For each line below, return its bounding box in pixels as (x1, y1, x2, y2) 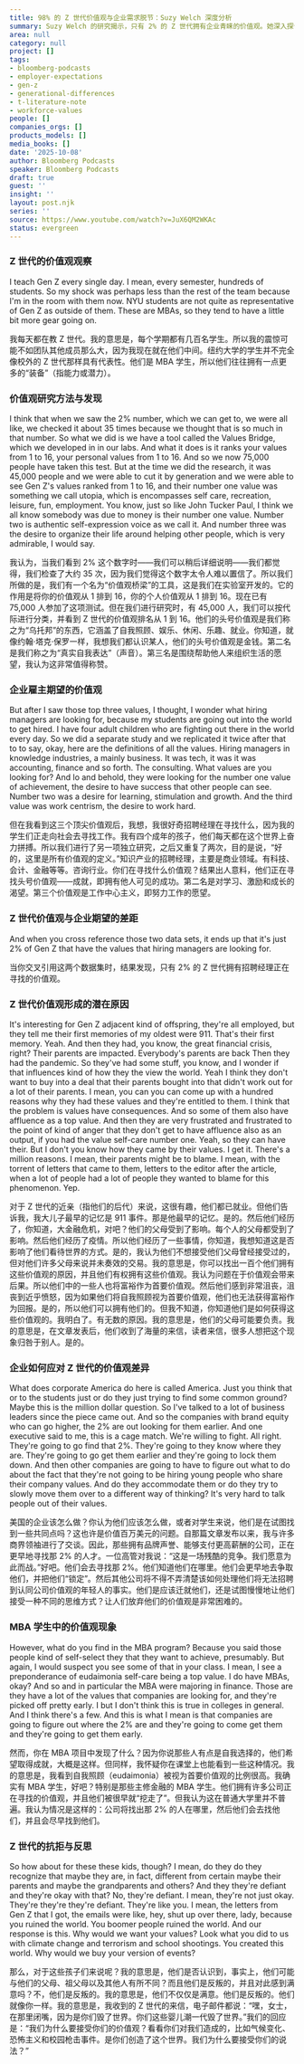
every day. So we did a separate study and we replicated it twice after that (9, 734, 287, 745)
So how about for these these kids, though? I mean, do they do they (9, 1860, 262, 1871)
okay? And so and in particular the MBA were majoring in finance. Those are (9, 1680, 294, 1691)
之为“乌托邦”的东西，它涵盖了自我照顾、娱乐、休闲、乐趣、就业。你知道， (9, 625, 287, 636)
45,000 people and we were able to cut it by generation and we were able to (9, 471, 294, 482)
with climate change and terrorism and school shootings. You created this (9, 1937, 284, 1948)
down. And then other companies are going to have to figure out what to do (9, 1460, 291, 1470)
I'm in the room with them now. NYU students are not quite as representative (9, 295, 295, 306)
